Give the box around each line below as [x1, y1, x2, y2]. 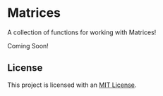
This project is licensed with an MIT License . [7, 81, 137, 89]
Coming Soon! [7, 41, 49, 50]
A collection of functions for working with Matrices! [7, 28, 157, 36]
